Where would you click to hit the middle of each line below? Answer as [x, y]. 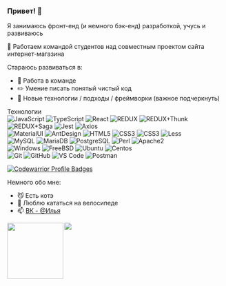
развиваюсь [25, 33]
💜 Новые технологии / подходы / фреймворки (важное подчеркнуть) [119, 99]
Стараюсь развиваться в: [45, 68]
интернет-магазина [36, 54]
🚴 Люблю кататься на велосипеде [68, 203]
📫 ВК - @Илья [39, 211]
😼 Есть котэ [35, 196]
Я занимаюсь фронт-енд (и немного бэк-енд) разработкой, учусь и [106, 26]
